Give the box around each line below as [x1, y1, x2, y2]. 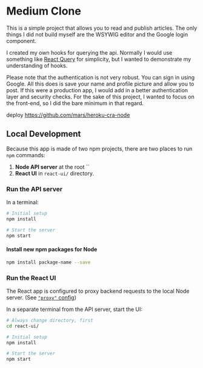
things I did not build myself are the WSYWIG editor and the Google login [6, 30, 188, 38]
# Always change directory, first [6, 317, 94, 323]
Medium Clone [6, 4, 82, 18]
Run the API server [6, 185, 62, 193]
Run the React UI [6, 273, 56, 282]
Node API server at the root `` [15, 163, 90, 171]
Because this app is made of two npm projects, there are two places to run [6, 145, 193, 152]
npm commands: [6, 151, 45, 158]
